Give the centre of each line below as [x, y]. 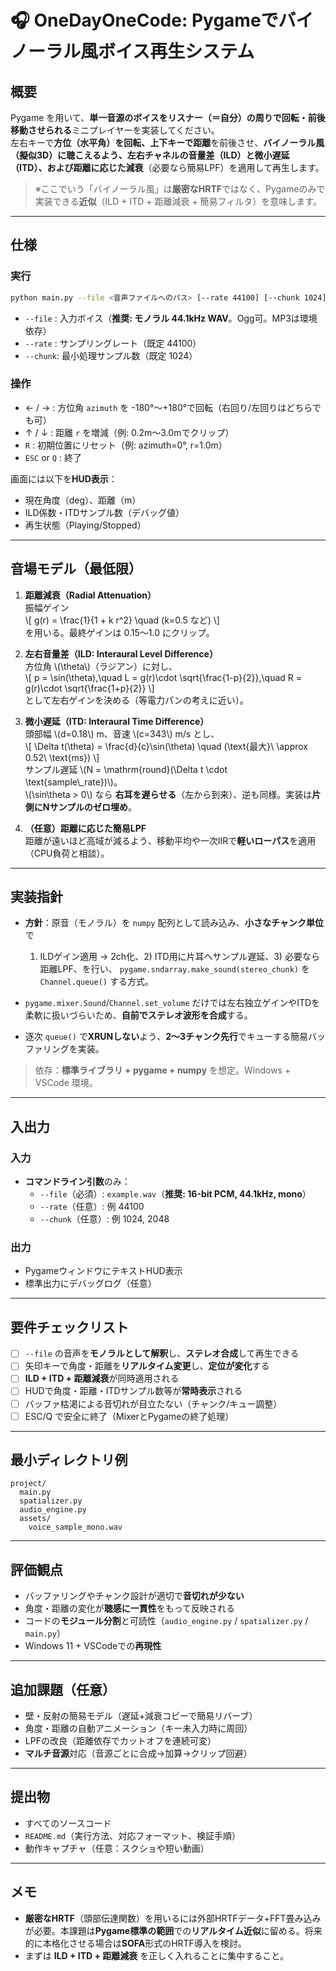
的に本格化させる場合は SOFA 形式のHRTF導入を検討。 [135, 1943]
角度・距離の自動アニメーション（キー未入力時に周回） [138, 1728]
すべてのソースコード [68, 1823]
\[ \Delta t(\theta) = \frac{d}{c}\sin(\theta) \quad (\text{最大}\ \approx [166, 746]
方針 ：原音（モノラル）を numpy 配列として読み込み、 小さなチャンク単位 [174, 923]
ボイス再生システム [176, 52]
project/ [28, 1484]
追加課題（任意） [63, 1689]
